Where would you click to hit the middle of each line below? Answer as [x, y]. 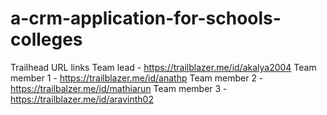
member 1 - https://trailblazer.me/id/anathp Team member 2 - [137, 78]
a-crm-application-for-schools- [146, 18]
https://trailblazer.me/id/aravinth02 [82, 99]
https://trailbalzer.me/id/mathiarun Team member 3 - [119, 88]
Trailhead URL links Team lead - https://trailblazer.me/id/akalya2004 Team [163, 67]
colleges [46, 39]
